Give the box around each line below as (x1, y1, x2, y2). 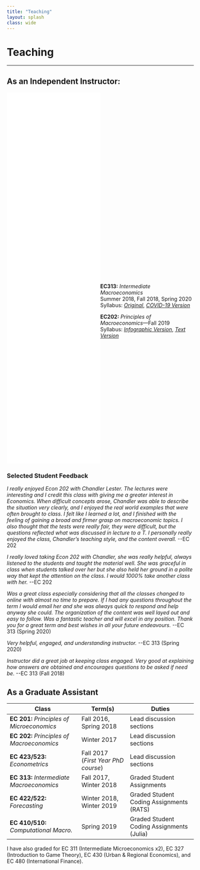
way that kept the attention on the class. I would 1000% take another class (7, 572, 191, 580)
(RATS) (130, 805, 150, 814)
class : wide (7, 20, 36, 26)
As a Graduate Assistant (7, 687, 99, 697)
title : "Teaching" (7, 8, 52, 15)
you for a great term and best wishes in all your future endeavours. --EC (7, 622, 185, 629)
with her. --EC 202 (7, 578, 52, 586)
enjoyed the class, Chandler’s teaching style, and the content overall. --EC (7, 536, 190, 543)
